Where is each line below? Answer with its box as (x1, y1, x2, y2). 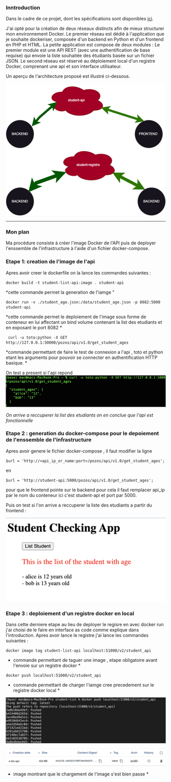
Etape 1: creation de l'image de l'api (6, 258, 95, 265)
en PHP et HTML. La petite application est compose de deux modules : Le (6, 42, 160, 48)
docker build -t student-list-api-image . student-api (6, 280, 124, 285)
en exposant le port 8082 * (6, 324, 62, 330)
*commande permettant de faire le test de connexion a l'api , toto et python (6, 349, 163, 355)
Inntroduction (6, 4, 41, 11)
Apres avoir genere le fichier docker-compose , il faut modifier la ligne (6, 448, 153, 454)
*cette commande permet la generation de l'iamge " (6, 289, 115, 295)
